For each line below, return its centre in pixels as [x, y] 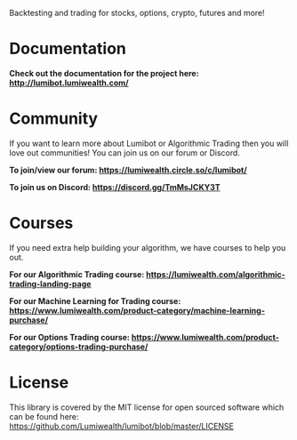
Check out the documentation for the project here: [104, 73]
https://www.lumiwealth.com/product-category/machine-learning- [137, 310]
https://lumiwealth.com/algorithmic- [216, 274]
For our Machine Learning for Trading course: [95, 300]
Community [54, 119]
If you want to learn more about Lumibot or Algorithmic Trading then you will [149, 143]
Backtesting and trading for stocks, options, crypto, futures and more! [137, 13]
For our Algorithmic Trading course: [77, 274]
